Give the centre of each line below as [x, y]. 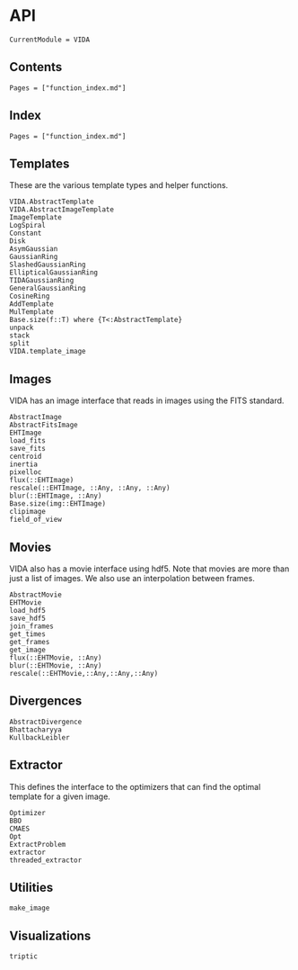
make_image [30, 908]
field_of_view [36, 520]
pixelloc [26, 472]
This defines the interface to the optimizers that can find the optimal [135, 786]
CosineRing [30, 296]
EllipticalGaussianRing [54, 273]
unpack [22, 328]
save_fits [28, 449]
